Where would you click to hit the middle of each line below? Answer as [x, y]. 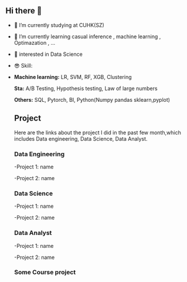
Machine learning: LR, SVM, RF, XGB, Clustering [73, 77]
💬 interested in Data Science [48, 54]
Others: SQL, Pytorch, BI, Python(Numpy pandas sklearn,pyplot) [92, 99]
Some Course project [45, 273]
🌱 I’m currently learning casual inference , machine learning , [87, 37]
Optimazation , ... [35, 42]
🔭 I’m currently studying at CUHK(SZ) [59, 25]
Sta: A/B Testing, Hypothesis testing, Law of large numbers [86, 88]
